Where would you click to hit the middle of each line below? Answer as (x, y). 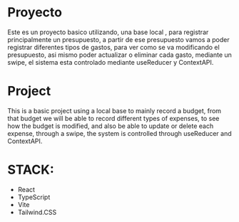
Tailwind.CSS (37, 212)
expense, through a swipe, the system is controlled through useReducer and (119, 133)
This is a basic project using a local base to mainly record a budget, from (115, 110)
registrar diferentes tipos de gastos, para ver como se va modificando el (113, 47)
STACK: (31, 170)
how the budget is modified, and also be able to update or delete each (111, 126)
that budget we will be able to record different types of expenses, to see (113, 118)
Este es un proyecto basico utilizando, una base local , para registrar (108, 32)
